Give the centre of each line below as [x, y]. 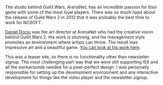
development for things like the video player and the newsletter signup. [77, 77]
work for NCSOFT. [24, 22]
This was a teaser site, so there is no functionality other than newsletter [77, 57]
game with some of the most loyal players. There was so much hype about [80, 12]
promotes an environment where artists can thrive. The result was [71, 42]
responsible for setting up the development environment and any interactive [81, 72]
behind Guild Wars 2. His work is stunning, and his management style [75, 37]
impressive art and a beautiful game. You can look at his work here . [73, 47]
